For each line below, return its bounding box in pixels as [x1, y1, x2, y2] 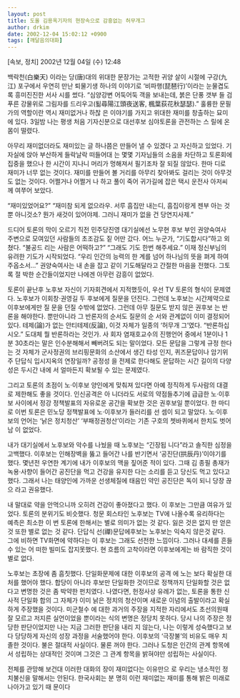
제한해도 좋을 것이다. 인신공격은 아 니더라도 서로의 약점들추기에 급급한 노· [14, 390, 219, 399]
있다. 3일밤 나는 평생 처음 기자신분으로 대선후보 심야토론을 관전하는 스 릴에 [14, 117, 223, 126]
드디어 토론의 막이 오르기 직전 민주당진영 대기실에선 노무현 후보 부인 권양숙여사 [7, 226, 227, 234]
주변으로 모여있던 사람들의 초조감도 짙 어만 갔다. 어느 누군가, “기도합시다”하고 [7, 234, 223, 243]
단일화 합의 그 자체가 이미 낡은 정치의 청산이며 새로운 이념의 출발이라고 [20, 596, 217, 604]
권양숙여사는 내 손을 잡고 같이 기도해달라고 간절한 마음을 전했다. [39, 261, 218, 270]
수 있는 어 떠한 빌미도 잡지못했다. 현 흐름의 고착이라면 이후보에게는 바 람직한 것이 [7, 545, 232, 554]
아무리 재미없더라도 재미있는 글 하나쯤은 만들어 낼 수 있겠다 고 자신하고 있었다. [7, 141, 225, 150]
